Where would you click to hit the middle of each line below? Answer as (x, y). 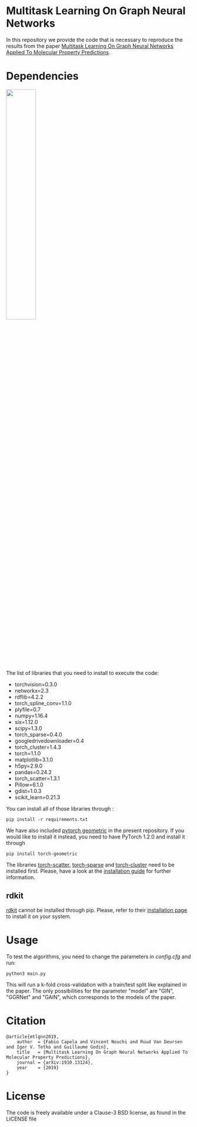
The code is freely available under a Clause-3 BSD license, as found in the (96, 1112)
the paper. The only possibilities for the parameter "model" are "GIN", (90, 991)
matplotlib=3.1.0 (34, 759)
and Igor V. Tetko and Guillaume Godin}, (58, 1047)
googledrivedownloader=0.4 (49, 741)
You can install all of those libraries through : (60, 808)
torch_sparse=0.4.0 (38, 734)
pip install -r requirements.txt (47, 819)
